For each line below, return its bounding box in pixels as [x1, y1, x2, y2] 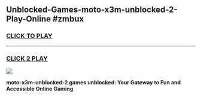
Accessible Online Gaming [6, 85, 74, 92]
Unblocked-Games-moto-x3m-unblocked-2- [6, 5, 178, 15]
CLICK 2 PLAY [6, 54, 48, 62]
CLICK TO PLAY [6, 32, 53, 40]
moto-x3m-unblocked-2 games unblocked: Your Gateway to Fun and [6, 78, 181, 86]
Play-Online [6, 14, 51, 24]
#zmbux [52, 14, 84, 24]
